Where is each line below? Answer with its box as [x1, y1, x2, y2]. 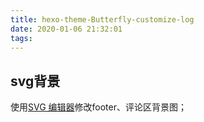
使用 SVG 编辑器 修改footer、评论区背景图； [10, 101, 187, 113]
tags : [10, 33, 33, 43]
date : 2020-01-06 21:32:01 [10, 24, 123, 34]
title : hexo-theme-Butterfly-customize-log [10, 14, 195, 25]
